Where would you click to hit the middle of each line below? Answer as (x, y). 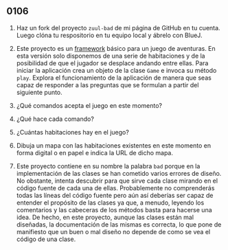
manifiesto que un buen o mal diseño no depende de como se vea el (113, 231)
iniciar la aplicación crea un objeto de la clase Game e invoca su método (116, 70)
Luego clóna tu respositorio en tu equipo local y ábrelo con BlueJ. (109, 35)
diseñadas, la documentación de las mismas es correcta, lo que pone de (119, 224)
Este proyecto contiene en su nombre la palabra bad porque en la (108, 166)
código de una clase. (46, 239)
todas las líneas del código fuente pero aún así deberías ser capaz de (115, 195)
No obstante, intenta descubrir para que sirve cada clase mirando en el (117, 181)
